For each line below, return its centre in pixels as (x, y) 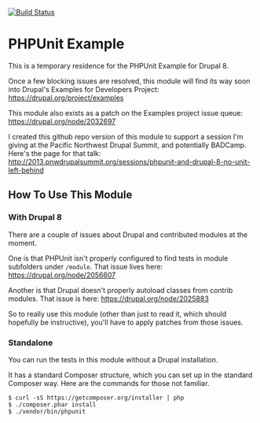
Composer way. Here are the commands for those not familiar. (109, 383)
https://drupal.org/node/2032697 (62, 121)
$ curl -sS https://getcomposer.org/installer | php (96, 398)
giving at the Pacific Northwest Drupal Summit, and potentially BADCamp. (127, 145)
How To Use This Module (70, 195)
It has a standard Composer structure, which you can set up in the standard (130, 375)
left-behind (26, 170)
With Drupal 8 (35, 217)
